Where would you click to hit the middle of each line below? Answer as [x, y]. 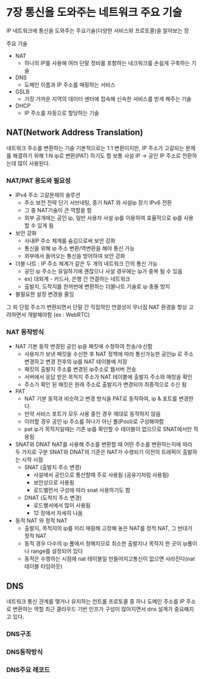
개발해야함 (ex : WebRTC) [58, 315]
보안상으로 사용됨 [54, 483]
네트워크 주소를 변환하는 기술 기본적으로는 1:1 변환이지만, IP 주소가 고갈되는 [95, 148]
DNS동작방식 [25, 652]
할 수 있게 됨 [39, 226]
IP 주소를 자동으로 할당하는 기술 [62, 113]
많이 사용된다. [34, 163]
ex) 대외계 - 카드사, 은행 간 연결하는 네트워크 [77, 279]
